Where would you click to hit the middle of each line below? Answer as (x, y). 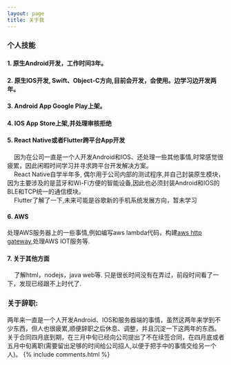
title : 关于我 (26, 20)
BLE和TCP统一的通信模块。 (46, 191)
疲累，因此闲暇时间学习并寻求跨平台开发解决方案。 (80, 166)
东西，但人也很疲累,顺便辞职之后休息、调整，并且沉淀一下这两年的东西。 (117, 328)
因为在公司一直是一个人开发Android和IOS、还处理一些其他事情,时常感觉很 (119, 157)
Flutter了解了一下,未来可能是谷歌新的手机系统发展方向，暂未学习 (106, 200)
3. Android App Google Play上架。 (57, 106)
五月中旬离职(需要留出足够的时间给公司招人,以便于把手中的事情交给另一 (109, 346)
